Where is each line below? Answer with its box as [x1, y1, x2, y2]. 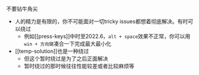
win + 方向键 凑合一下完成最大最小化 [23, 40, 112, 47]
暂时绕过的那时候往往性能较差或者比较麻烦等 [23, 62, 135, 70]
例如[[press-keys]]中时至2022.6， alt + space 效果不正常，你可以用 [23, 33, 191, 40]
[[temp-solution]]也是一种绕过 [14, 48, 89, 55]
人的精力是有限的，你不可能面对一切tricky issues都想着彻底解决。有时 [14, 18, 188, 25]
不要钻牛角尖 [6, 5, 38, 12]
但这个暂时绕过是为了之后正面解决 [23, 55, 108, 62]
